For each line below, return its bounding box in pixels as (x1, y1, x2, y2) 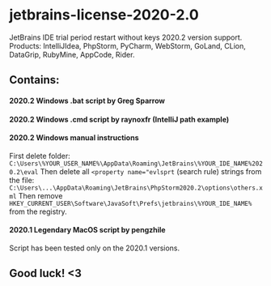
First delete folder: (9, 151, 71, 160)
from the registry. (9, 207, 67, 216)
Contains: (9, 73, 60, 87)
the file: (9, 175, 35, 185)
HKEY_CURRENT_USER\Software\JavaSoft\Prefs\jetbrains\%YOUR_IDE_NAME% (9, 199, 252, 207)
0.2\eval (9, 168, 39, 176)
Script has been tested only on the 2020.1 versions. (9, 243, 180, 253)
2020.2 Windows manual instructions (9, 133, 139, 143)
